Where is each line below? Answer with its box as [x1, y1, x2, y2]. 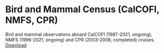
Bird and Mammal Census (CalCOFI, [5, 4, 159, 15]
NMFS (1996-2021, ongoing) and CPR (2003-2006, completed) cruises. [5, 37, 155, 43]
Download [5, 42, 27, 48]
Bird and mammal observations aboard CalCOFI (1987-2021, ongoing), [5, 31, 153, 37]
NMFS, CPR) [5, 14, 59, 26]
